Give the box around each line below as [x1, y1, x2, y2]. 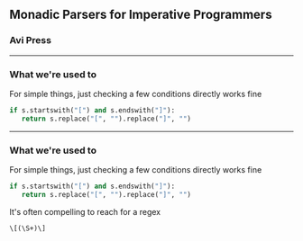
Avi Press [9, 34, 52, 47]
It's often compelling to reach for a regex [9, 206, 161, 217]
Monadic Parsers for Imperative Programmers [9, 7, 272, 22]
